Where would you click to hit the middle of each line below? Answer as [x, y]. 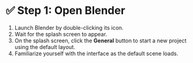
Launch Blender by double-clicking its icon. [69, 27]
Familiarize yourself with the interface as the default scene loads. [96, 53]
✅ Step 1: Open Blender [65, 11]
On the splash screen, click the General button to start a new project [100, 41]
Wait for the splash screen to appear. [61, 34]
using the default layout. [45, 47]
